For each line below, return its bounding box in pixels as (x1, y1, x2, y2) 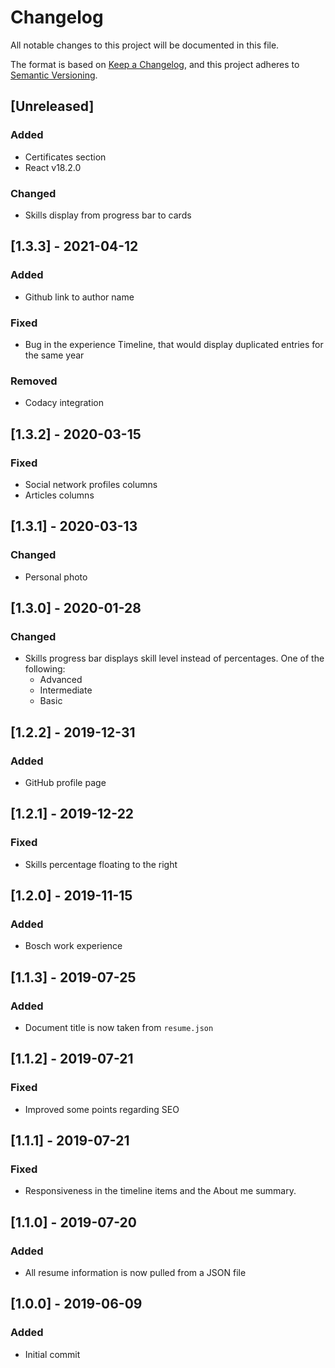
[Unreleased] (10, 98, 95, 115)
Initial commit (24, 1348, 81, 1360)
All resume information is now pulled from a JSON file (24, 1267, 247, 1279)
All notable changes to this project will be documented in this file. (10, 39, 280, 51)
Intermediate (39, 684, 93, 696)
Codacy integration (24, 397, 105, 409)
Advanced (39, 674, 83, 686)
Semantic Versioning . (10, 69, 98, 81)
